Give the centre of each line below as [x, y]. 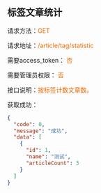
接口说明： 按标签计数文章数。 [50, 90]
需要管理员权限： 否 [36, 75]
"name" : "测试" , [48, 157]
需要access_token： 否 [40, 60]
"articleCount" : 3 [52, 163]
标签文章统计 [35, 13]
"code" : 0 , [29, 124]
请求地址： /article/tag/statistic [50, 45]
